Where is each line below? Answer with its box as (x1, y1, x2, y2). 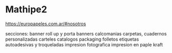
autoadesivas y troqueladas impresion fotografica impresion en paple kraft (5, 41, 163, 47)
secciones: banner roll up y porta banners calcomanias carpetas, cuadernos (5, 30, 167, 37)
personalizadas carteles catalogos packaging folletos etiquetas (5, 36, 139, 42)
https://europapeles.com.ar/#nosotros (5, 21, 86, 27)
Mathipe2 (5, 4, 47, 15)
